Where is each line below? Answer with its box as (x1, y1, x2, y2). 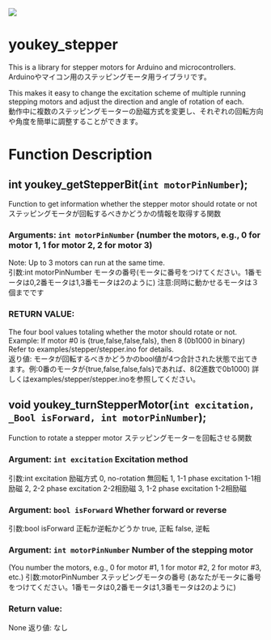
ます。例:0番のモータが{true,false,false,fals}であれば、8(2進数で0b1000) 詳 (8, 364, 260, 373)
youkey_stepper (8, 36, 119, 54)
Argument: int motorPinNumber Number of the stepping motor (8, 544, 253, 555)
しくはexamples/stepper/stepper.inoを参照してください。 (8, 373, 201, 384)
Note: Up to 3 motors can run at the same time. (8, 258, 166, 267)
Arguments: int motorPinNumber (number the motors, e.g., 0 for (8, 229, 261, 241)
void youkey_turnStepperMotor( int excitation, (8, 398, 255, 412)
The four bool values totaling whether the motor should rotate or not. (8, 326, 237, 336)
